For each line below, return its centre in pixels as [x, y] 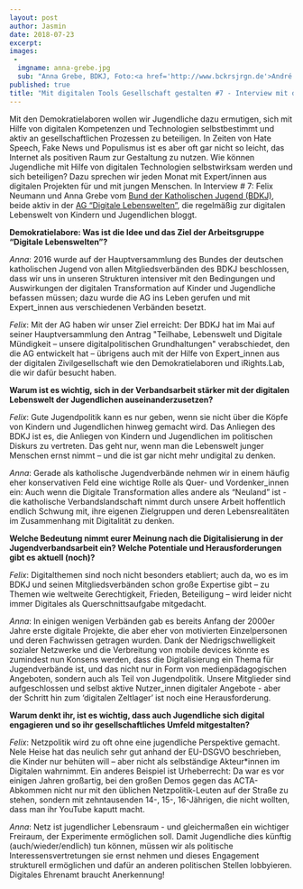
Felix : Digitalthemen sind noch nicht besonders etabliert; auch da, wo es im [149, 574]
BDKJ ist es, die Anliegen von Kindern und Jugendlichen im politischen [141, 436]
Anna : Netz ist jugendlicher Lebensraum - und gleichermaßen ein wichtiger [149, 827]
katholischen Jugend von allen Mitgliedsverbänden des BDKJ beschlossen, [149, 269]
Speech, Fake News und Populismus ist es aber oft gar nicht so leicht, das [147, 147]
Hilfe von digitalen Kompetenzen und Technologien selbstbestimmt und [142, 128]
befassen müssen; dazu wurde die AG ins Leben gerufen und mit [130, 298]
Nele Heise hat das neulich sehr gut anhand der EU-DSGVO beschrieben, [145, 752]
